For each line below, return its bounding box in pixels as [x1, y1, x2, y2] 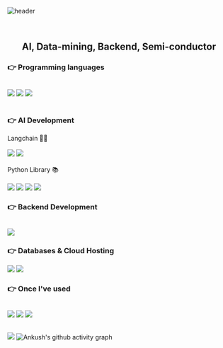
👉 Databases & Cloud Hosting [7, 246, 115, 256]
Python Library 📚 [7, 165, 59, 173]
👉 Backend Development [7, 202, 98, 211]
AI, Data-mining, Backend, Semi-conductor [21, 41, 217, 53]
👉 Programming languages [7, 62, 105, 72]
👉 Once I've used [7, 284, 71, 294]
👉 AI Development [7, 115, 74, 125]
